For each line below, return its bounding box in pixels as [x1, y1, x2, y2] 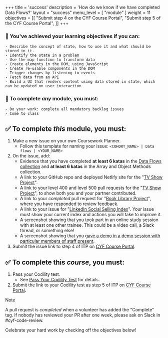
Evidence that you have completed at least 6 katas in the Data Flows [19, 158, 161, 164]
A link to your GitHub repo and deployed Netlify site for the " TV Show [19, 174, 163, 180]
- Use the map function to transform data [5, 57, 95, 62]
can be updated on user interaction [5, 84, 81, 89]
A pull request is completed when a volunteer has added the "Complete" [5, 307, 154, 313]
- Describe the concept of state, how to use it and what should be [5, 44, 151, 49]
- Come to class [5, 111, 39, 116]
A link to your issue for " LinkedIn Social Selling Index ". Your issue [19, 206, 154, 212]
